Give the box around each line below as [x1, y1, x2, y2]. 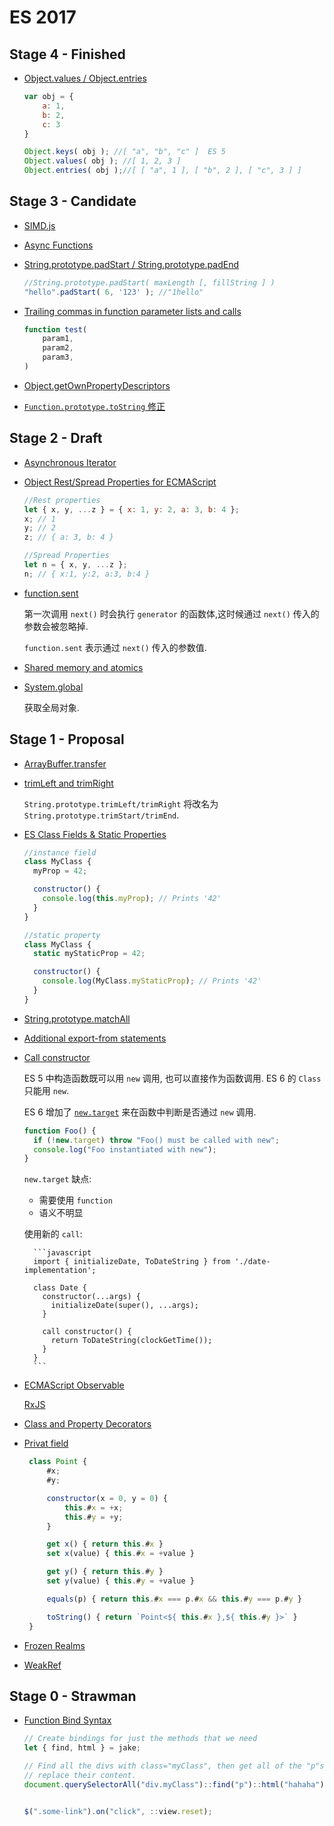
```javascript [33, 1248, 92, 1258]
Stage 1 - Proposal [9, 731, 125, 748]
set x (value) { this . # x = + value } [46, 1549, 195, 1559]
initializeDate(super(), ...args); [50, 1301, 199, 1311]
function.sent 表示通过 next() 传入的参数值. [23, 641, 207, 653]
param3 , [42, 352, 74, 363]
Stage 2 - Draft [9, 430, 103, 447]
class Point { [28, 1457, 88, 1467]
